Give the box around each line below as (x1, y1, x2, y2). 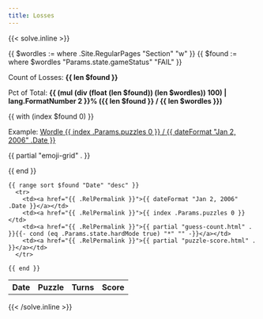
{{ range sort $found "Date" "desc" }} (8, 181, 140, 189)
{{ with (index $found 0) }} (8, 112, 95, 121)
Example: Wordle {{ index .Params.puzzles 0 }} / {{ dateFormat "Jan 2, (8, 127, 236, 136)
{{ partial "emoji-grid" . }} (8, 150, 91, 160)
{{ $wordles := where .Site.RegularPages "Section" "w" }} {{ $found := (8, 48, 238, 58)
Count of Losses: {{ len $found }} (8, 72, 118, 82)
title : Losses (8, 11, 55, 20)
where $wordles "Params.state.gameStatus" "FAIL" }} (8, 57, 182, 66)
